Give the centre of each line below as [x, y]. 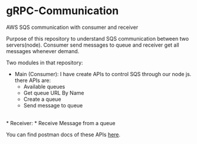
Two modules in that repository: [45, 63]
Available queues [44, 86]
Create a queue [42, 99]
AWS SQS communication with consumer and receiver [72, 27]
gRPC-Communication [63, 11]
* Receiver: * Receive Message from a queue [61, 123]
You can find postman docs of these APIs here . [63, 135]
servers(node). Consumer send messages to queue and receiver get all [93, 45]
